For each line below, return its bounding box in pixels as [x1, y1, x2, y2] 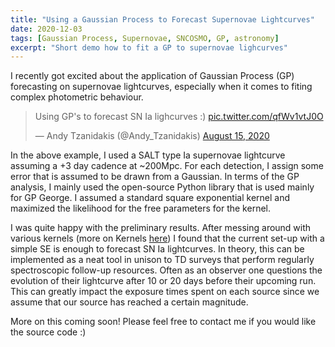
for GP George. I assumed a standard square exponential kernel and [10, 192, 291, 204]
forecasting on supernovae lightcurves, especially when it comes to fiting [10, 81, 313, 93]
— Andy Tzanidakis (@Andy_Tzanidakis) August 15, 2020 [34, 130, 270, 142]
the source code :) [10, 326, 87, 338]
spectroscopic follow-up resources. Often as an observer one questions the [10, 264, 323, 276]
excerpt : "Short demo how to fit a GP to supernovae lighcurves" [10, 42, 288, 53]
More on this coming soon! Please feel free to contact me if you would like [10, 316, 317, 328]
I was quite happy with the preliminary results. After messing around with [10, 222, 312, 234]
